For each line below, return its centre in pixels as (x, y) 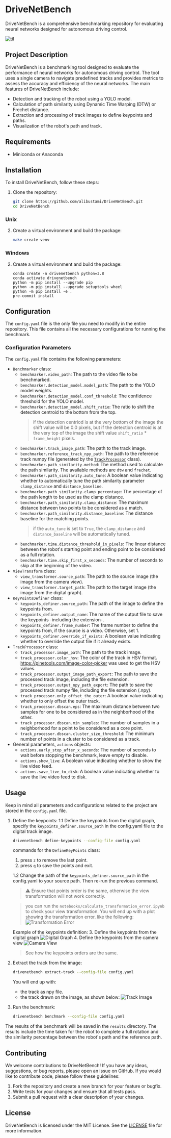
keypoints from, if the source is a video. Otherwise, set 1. (80, 630)
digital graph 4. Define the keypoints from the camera (85, 938)
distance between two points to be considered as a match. (82, 508)
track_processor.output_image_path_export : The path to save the (89, 674)
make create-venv (31, 240)
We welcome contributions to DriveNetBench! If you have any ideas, (77, 1065)
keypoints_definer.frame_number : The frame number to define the (89, 625)
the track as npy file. (42, 992)
